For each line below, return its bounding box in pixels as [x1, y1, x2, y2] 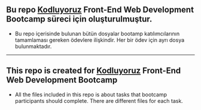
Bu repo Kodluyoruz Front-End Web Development [6, 5, 194, 15]
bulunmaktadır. [14, 42, 52, 50]
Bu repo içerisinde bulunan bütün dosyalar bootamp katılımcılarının [14, 30, 180, 37]
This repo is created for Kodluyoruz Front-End [6, 66, 181, 76]
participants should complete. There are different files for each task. [14, 97, 184, 104]
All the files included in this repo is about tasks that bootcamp [14, 91, 167, 98]
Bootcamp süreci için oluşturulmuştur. [6, 14, 153, 25]
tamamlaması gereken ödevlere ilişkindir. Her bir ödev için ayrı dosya [14, 36, 185, 44]
